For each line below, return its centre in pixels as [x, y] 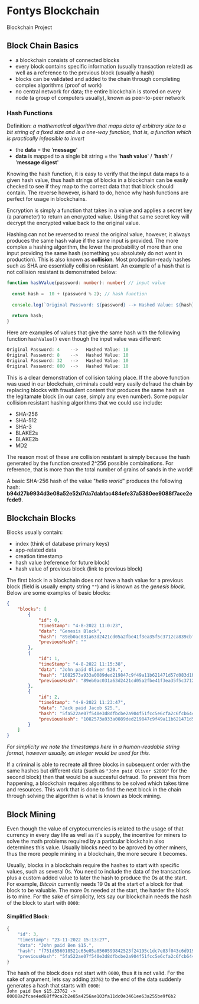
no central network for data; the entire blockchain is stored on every [98, 91]
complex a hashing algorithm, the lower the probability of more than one [94, 247]
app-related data [36, 550]
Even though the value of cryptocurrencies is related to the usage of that [95, 829]
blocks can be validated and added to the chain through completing [97, 79]
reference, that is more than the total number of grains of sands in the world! [100, 469]
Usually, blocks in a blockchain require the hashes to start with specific [93, 865]
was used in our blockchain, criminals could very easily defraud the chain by [100, 384]
